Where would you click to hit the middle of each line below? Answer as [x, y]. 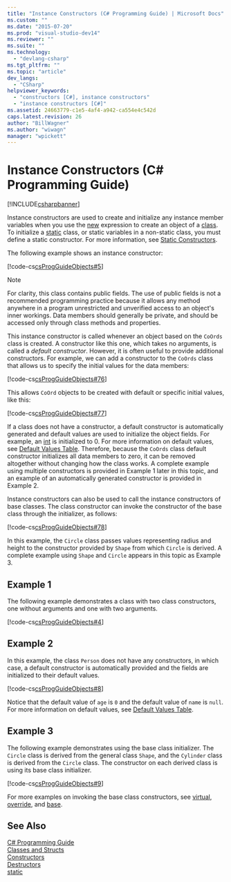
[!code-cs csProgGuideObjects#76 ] [57, 379]
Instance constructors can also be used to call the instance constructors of [114, 499]
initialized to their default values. [54, 675]
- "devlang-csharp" [41, 59]
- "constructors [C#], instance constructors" [82, 98]
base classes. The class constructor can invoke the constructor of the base [115, 506]
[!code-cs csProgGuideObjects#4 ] [55, 622]
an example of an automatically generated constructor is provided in [104, 478]
